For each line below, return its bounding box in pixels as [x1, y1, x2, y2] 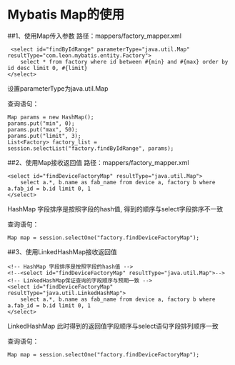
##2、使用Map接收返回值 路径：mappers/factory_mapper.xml [7, 158, 189, 166]
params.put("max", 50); [7, 126, 79, 133]
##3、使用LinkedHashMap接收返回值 [7, 247, 118, 256]
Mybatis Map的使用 [7, 6, 125, 23]
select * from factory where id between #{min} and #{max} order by [20, 58, 229, 65]
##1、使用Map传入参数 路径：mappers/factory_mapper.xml [7, 31, 182, 40]
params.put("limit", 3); [7, 132, 81, 139]
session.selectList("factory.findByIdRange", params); [7, 144, 174, 152]
